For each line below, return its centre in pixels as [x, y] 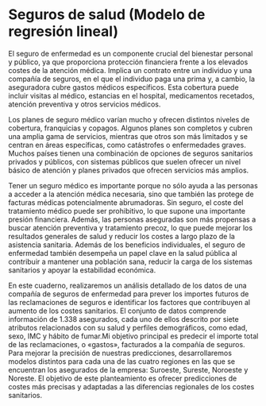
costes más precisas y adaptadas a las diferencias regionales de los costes [131, 386]
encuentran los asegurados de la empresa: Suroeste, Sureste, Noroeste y [128, 369]
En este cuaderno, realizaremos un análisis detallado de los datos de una [128, 285]
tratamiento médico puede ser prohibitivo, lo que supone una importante [127, 211]
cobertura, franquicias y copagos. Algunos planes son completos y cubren [130, 128]
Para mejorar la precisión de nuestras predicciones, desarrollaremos [120, 353]
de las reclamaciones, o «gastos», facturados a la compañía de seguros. [127, 344]
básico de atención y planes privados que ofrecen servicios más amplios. [129, 170]
